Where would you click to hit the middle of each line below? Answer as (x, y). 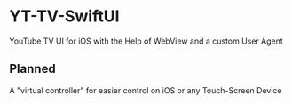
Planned (32, 69)
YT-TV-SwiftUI (64, 16)
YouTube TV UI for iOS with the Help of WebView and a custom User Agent (146, 41)
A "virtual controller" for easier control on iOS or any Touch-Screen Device (146, 90)
